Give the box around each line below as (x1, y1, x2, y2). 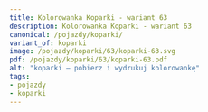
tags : (9, 72, 30, 81)
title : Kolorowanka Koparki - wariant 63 (9, 13, 168, 23)
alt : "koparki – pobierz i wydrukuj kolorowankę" (9, 64, 201, 73)
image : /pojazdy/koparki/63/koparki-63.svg (9, 47, 176, 56)
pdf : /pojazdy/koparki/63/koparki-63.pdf (9, 55, 168, 64)
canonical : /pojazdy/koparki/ (9, 30, 124, 39)
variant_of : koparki (9, 38, 88, 48)
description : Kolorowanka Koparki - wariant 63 (9, 22, 193, 31)
